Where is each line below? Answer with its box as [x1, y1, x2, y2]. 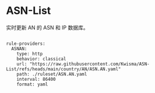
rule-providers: [6, 41, 45, 46]
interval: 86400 [16, 76, 57, 82]
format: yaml [16, 81, 48, 87]
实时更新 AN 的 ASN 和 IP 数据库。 [6, 24, 89, 31]
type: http [16, 51, 43, 56]
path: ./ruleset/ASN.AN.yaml [16, 71, 87, 77]
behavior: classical [16, 56, 66, 62]
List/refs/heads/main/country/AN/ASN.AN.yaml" [6, 66, 121, 72]
